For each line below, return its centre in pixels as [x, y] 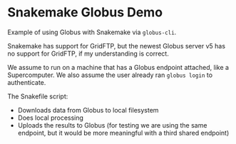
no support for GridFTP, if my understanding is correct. [88, 53]
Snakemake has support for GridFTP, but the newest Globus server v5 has [117, 46]
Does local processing [51, 118]
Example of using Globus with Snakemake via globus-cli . [92, 32]
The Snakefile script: [38, 96]
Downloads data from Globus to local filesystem [88, 110]
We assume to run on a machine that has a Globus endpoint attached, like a [118, 67]
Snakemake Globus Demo [85, 12]
